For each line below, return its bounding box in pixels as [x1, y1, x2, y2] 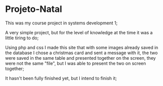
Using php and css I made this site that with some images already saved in [5, 44, 159, 50]
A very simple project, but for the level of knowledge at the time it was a [5, 29, 153, 35]
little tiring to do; [5, 35, 39, 41]
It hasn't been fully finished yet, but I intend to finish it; [5, 75, 117, 81]
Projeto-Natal [5, 3, 62, 15]
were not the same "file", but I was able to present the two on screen [5, 60, 146, 66]
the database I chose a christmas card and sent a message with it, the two [5, 50, 158, 56]
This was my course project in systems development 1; [5, 20, 118, 26]
